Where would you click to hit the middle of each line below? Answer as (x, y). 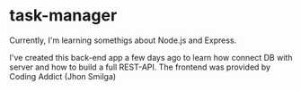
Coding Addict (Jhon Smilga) (63, 76)
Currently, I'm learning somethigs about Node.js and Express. (123, 40)
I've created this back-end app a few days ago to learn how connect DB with (151, 57)
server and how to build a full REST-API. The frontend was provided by (140, 67)
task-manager (63, 16)
